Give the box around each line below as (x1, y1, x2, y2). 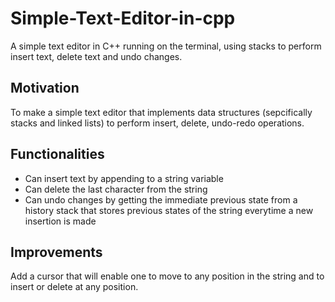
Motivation (10, 80, 80, 97)
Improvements (10, 243, 103, 261)
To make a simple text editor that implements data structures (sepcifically (10, 106, 313, 118)
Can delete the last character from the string (24, 183, 208, 195)
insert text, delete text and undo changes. (10, 50, 183, 62)
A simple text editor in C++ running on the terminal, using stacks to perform (10, 40, 322, 52)
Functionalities (10, 146, 105, 163)
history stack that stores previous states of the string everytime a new (24, 204, 314, 216)
